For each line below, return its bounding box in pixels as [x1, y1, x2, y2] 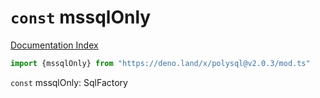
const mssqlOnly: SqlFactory [10, 76, 128, 88]
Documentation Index [10, 39, 99, 51]
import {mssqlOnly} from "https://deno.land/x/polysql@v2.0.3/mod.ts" [10, 58, 311, 68]
